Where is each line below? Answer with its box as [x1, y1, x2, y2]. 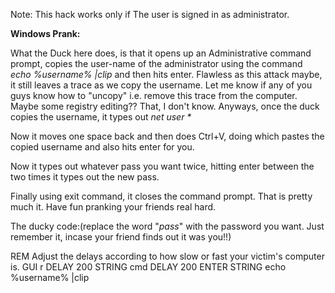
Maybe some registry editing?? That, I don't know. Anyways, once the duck [10, 100, 320, 112]
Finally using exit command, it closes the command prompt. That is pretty [10, 190, 313, 202]
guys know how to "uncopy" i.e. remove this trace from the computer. [10, 90, 298, 101]
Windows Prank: [10, 28, 81, 39]
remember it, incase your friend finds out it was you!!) [10, 231, 232, 243]
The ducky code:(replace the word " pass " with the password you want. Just [10, 220, 325, 232]
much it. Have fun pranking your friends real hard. [10, 201, 217, 213]
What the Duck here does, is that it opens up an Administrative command [10, 47, 312, 59]
